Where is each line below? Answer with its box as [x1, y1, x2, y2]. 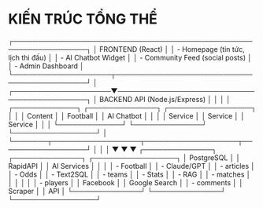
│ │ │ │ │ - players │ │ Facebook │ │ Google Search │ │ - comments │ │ [8, 177, 244, 187]
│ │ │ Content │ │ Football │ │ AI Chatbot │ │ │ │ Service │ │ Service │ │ [8, 111, 246, 120]
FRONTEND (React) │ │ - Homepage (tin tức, [99, 44, 246, 53]
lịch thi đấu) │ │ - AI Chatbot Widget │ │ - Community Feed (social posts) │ [8, 53, 252, 62]
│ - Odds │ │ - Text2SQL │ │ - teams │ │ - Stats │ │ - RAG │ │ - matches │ [8, 170, 251, 179]
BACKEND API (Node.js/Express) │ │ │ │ [99, 94, 231, 104]
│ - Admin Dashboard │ [8, 61, 85, 71]
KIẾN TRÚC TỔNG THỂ [8, 10, 157, 28]
